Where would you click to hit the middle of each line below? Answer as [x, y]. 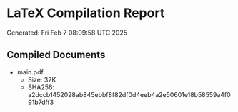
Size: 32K [42, 79]
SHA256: [41, 87]
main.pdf [30, 72]
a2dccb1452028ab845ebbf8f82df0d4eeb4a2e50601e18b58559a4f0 [129, 94]
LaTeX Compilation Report [86, 13]
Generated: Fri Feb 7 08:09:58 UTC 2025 [67, 33]
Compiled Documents [56, 55]
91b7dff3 [41, 102]
